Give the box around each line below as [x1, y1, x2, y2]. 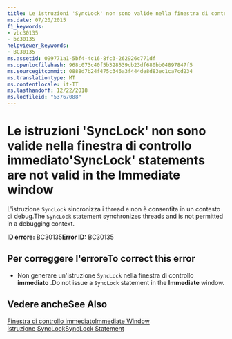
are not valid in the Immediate [7, 167, 181, 183]
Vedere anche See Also [7, 298, 108, 311]
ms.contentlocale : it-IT [7, 81, 79, 88]
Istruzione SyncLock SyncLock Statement [7, 324, 124, 332]
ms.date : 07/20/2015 [7, 17, 67, 23]
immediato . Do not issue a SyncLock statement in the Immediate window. [17, 278, 225, 287]
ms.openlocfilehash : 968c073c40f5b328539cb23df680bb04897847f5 [7, 61, 193, 68]
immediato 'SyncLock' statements [7, 153, 206, 168]
